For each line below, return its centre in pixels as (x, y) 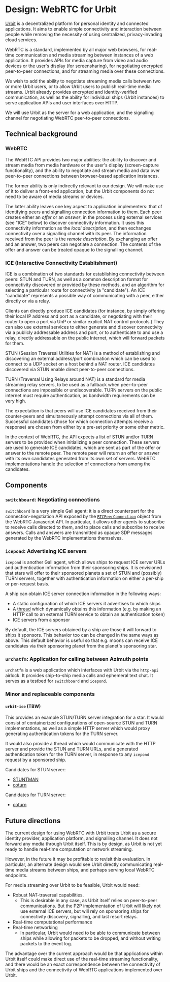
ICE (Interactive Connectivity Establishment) (61, 263)
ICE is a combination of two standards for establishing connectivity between (85, 274)
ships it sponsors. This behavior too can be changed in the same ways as (82, 635)
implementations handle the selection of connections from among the (78, 464)
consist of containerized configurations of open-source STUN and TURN (81, 723)
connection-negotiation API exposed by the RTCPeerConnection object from (83, 516)
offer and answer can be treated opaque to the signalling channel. (74, 249)
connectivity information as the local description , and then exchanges (78, 228)
